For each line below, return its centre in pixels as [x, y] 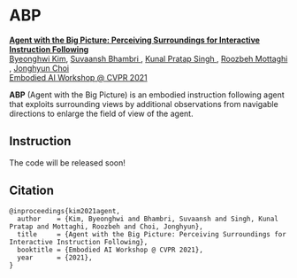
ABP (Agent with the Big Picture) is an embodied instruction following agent [147, 95]
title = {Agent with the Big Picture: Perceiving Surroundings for [152, 234]
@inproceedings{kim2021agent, [65, 211]
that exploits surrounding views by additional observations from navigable [144, 104]
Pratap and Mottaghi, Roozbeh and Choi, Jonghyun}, [106, 227]
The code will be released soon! [68, 162]
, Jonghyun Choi [39, 68]
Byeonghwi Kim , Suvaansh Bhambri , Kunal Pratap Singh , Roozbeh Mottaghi [148, 58]
